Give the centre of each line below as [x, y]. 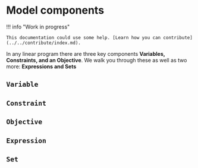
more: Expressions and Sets [41, 66]
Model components [55, 10]
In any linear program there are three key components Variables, [86, 53]
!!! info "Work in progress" [38, 27]
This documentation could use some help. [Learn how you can [84, 37]
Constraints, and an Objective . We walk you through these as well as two [97, 60]
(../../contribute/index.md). [44, 43]
